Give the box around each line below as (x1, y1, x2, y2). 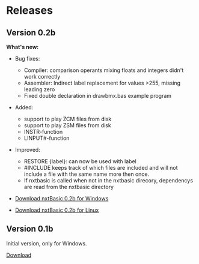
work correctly (23, 73, 61, 80)
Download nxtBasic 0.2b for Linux (14, 206, 99, 214)
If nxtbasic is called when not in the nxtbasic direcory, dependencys (23, 177, 194, 184)
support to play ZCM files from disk (23, 115, 112, 122)
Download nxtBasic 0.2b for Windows (14, 195, 109, 202)
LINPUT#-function (23, 134, 70, 142)
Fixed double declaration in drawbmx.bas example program (23, 92, 172, 99)
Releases (6, 4, 53, 17)
